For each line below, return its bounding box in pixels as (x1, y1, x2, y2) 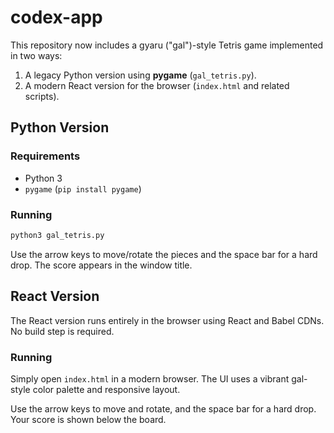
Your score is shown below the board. (10, 413, 167, 425)
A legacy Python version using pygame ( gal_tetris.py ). (24, 69, 257, 81)
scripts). (24, 90, 60, 102)
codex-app (10, 6, 103, 29)
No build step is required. (10, 325, 115, 337)
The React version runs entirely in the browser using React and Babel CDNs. (10, 314, 325, 326)
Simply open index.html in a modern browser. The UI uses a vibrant (10, 372, 290, 385)
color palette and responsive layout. (32, 383, 181, 395)
